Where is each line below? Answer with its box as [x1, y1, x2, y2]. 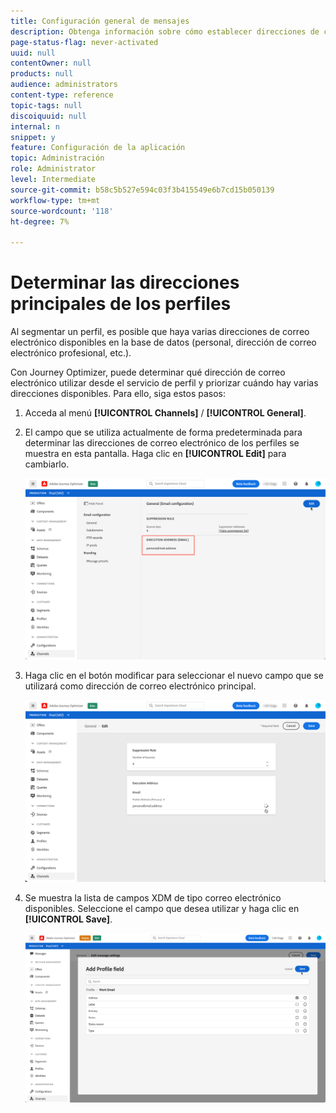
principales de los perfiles [10, 293, 232, 315]
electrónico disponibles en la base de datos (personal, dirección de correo [10, 336, 317, 349]
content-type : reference [10, 90, 114, 100]
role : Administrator [10, 164, 97, 174]
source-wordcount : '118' [10, 206, 114, 216]
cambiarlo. [24, 458, 70, 470]
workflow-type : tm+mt [10, 195, 101, 205]
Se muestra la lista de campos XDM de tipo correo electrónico [24, 891, 282, 904]
